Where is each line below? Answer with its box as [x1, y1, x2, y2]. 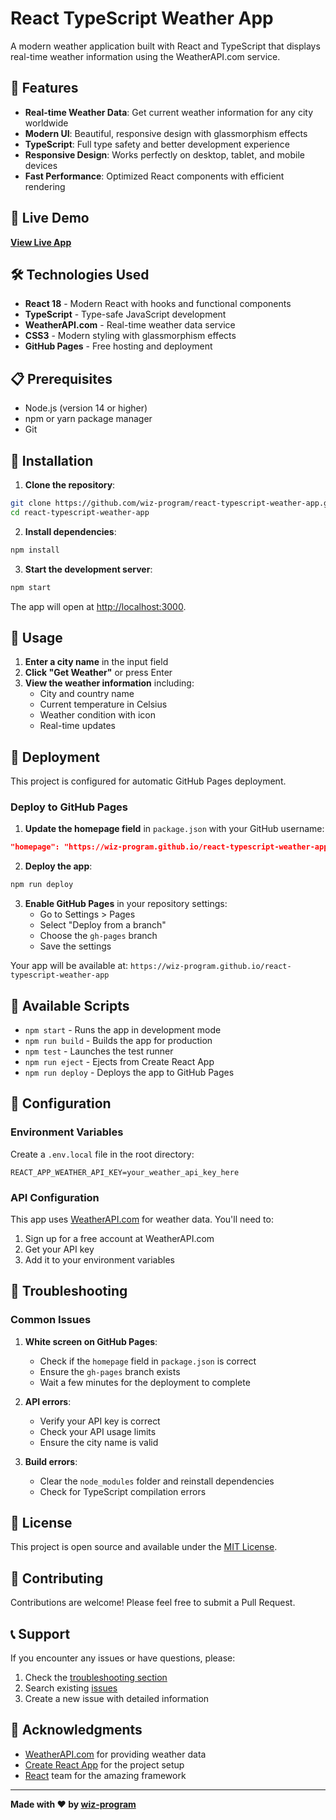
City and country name [39, 688, 135, 700]
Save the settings [39, 940, 112, 952]
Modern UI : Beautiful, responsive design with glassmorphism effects [24, 127, 308, 139]
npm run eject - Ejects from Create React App [24, 1055, 215, 1067]
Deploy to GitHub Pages [10, 800, 128, 814]
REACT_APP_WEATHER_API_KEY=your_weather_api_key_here [10, 1167, 240, 1177]
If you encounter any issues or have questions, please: [10, 1652, 236, 1664]
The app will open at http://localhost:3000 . [10, 600, 187, 612]
